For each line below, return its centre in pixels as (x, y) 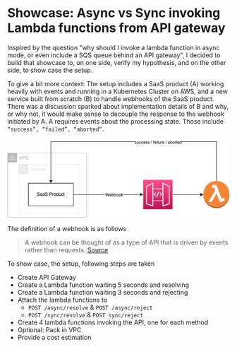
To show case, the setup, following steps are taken (81, 264)
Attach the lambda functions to (62, 300)
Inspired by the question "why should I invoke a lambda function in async (114, 47)
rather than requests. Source (66, 249)
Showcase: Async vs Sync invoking (114, 13)
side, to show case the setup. (50, 70)
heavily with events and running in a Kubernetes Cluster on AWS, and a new (117, 91)
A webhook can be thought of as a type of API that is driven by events (126, 242)
